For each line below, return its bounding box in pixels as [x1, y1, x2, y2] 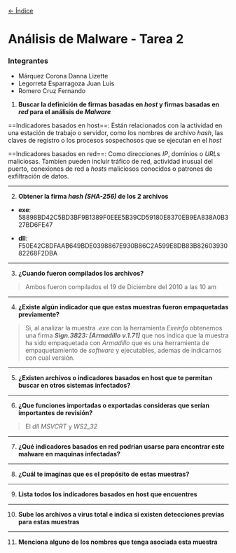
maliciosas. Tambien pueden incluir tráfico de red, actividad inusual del [8, 157, 213, 166]
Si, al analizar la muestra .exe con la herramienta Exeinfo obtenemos [25, 324, 223, 332]
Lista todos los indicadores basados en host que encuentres [18, 490, 198, 498]
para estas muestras [18, 518, 80, 526]
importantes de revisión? [18, 409, 93, 417]
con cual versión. [25, 353, 76, 362]
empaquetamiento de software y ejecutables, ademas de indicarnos [25, 346, 222, 355]
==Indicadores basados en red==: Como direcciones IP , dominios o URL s [8, 150, 221, 158]
